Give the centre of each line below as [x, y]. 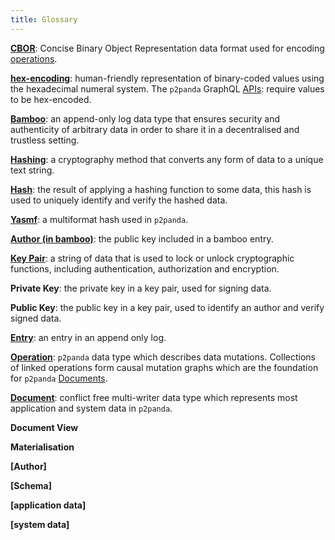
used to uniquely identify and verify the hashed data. [119, 200]
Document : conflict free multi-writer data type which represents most [154, 397]
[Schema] [31, 485]
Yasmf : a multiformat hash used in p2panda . [99, 219]
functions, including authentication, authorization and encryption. [145, 268]
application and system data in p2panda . [91, 408]
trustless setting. [45, 140]
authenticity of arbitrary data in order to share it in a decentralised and [155, 129]
